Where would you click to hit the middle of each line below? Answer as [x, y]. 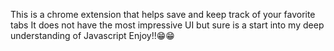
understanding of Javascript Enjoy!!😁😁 [92, 35]
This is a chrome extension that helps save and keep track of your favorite [163, 14]
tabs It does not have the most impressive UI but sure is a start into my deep [167, 25]
